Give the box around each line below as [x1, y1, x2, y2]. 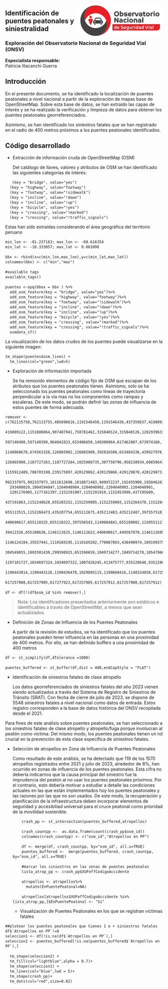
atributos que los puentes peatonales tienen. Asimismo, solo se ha [12, 383, 149, 389]
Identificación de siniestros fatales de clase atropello [12, 674, 121, 680]
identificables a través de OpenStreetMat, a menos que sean [17, 604, 142, 611]
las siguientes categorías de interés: [12, 170, 87, 176]
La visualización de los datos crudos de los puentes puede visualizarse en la [5, 338, 163, 345]
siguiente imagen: [5, 344, 42, 350]
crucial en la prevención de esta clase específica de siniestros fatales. [5, 736, 150, 742]
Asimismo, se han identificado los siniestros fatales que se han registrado [5, 121, 157, 127]
